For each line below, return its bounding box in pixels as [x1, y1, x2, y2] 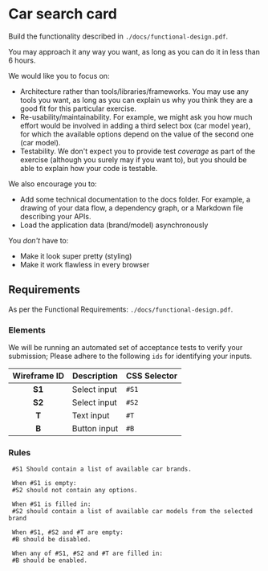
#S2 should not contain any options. [11, 487, 138, 495]
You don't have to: [8, 235, 69, 245]
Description [71, 370, 118, 381]
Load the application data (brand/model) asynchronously [19, 220, 209, 230]
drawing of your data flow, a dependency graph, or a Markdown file [19, 202, 244, 213]
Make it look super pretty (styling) [19, 251, 132, 261]
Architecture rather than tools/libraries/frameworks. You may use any [19, 86, 249, 96]
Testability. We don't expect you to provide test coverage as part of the [19, 146, 255, 156]
